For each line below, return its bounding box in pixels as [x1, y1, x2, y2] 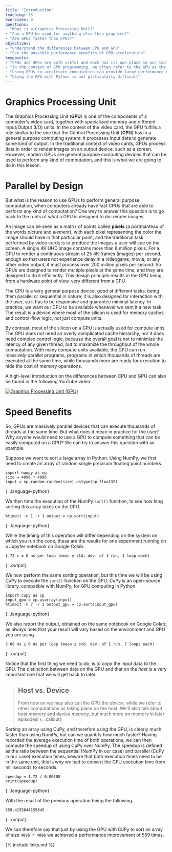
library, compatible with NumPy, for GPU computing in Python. [5, 583, 137, 589]
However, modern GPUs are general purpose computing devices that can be [5, 151, 167, 157]
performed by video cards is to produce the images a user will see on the [5, 239, 160, 246]
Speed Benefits [5, 406, 72, 418]
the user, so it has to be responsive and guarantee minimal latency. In [5, 298, 152, 305]
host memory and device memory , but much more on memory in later [17, 711, 165, 717]
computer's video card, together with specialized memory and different [5, 118, 156, 124]
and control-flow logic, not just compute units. [5, 315, 103, 321]
